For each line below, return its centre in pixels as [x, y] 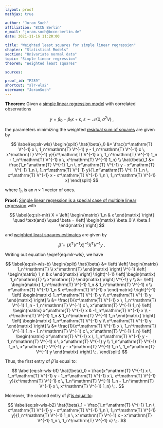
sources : [14, 72]
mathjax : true [19, 14]
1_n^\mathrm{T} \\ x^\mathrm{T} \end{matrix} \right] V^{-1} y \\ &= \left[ [82, 279]
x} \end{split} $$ [82, 180]
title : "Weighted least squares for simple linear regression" [71, 45]
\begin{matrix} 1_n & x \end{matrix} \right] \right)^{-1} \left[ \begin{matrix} [82, 274]
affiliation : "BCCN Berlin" [34, 27]
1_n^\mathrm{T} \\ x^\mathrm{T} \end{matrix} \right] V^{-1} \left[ [82, 269]
